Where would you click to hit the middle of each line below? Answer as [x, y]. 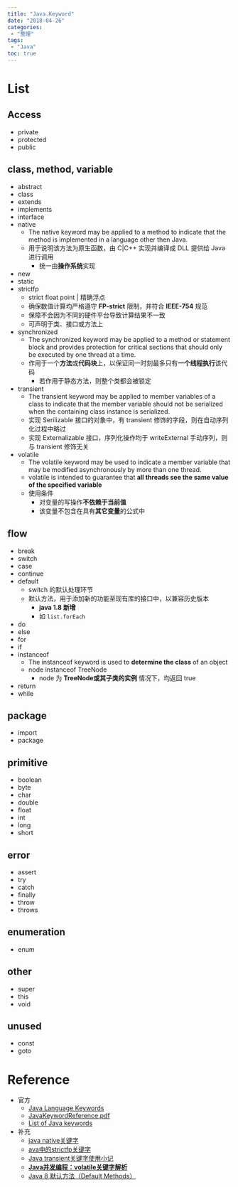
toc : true [22, 54]
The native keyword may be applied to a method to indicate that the [127, 232]
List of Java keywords [60, 1123]
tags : [15, 41]
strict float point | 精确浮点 [67, 297]
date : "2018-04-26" [36, 21]
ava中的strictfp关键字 [59, 1149]
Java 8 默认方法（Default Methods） [82, 1176]
